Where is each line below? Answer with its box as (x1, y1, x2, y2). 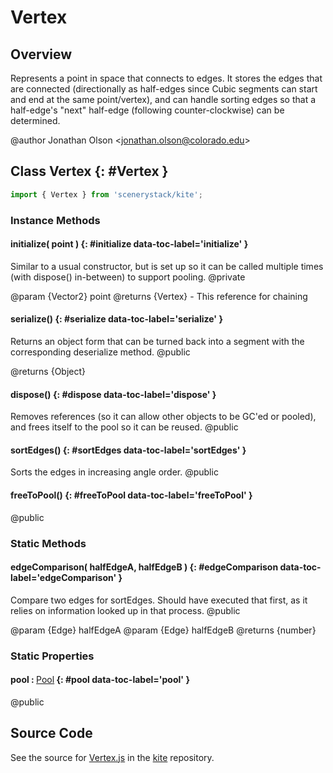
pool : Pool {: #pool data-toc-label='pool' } (10, 674, 190, 686)
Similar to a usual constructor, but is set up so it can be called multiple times (10, 260, 324, 272)
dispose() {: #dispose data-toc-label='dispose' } (10, 388, 217, 400)
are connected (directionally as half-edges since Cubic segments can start (10, 83, 318, 95)
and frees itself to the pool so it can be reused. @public (10, 421, 239, 433)
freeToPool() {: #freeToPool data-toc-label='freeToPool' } (10, 489, 253, 501)
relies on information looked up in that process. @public (10, 604, 241, 616)
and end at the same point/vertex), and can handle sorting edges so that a (10, 94, 317, 105)
